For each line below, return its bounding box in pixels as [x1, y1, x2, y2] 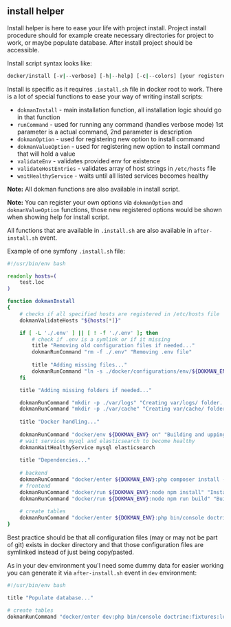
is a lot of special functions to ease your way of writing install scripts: [7, 92, 203, 101]
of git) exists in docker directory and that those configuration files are [7, 541, 204, 549]
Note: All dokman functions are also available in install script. [7, 185, 180, 193]
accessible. [7, 45, 40, 54]
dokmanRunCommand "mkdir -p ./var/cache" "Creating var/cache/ [19, 406, 205, 413]
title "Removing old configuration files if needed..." [32, 342, 195, 349]
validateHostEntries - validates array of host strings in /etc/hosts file [16, 164, 217, 172]
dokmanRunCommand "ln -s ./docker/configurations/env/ [32, 368, 192, 375]
